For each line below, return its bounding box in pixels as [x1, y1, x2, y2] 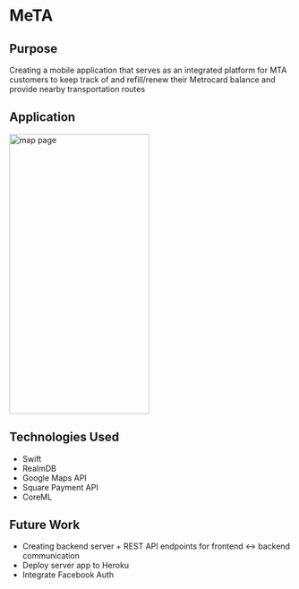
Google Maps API [21, 472, 87, 483]
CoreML [21, 491, 53, 502]
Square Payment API [21, 482, 98, 492]
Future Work [9, 517, 81, 533]
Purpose [9, 41, 58, 56]
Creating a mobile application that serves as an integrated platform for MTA [9, 64, 287, 75]
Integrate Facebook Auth [21, 569, 115, 580]
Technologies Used [9, 430, 119, 445]
